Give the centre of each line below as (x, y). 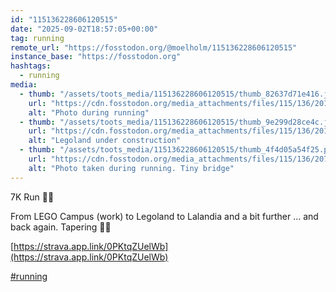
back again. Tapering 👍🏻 (61, 227)
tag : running (37, 38)
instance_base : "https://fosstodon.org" (96, 57)
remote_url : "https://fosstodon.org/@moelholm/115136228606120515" (154, 47)
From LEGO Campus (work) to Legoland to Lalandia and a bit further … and (164, 216)
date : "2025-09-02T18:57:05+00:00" (84, 29)
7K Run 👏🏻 (32, 197)
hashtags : (31, 66)
